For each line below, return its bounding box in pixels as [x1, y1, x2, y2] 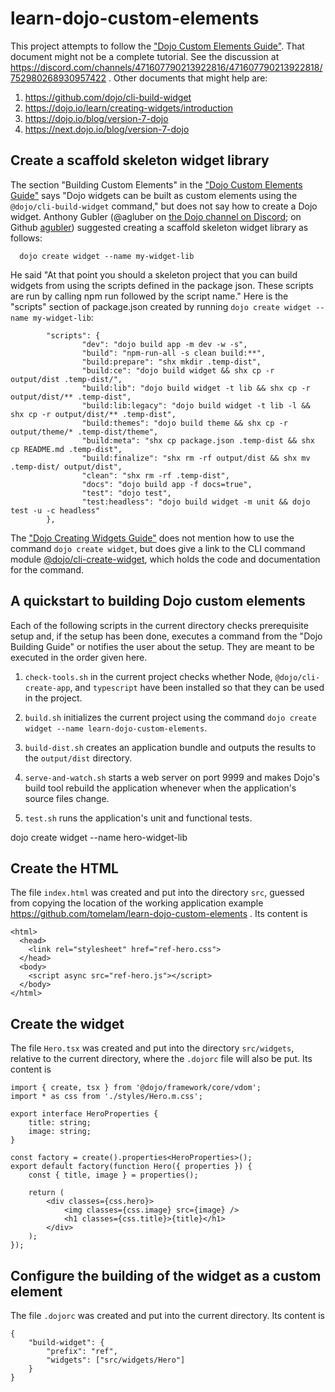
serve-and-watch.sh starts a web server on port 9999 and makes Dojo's [24, 771, 320, 783]
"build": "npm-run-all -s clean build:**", [81, 348, 267, 358]
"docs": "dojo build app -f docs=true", [81, 479, 253, 489]
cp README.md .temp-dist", [10, 444, 123, 454]
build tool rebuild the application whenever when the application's [24, 782, 297, 794]
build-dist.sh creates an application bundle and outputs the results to [24, 741, 317, 753]
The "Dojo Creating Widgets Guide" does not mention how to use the [10, 532, 295, 544]
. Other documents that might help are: [108, 72, 268, 84]
